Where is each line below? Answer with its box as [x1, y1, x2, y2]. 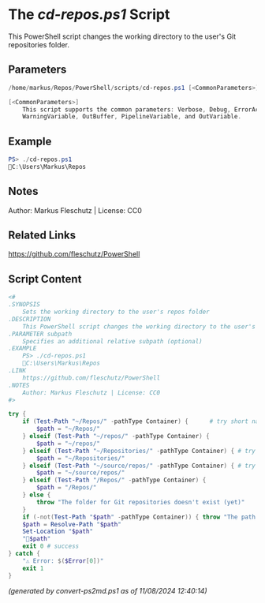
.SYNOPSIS [8, 301, 41, 309]
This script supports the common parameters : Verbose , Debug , [22, 105, 231, 114]
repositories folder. [8, 39, 69, 49]
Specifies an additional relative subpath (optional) [22, 337, 203, 345]
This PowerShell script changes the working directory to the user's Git [8, 32, 237, 41]
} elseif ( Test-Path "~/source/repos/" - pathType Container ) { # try [22, 462, 256, 470]
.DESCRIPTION [8, 315, 51, 323]
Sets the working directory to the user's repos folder [22, 308, 211, 316]
